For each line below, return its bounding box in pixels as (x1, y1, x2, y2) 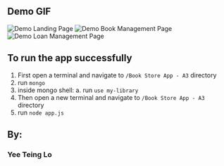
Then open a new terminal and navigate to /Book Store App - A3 (17, 93, 206, 101)
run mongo (17, 78, 46, 87)
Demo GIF (7, 6, 51, 18)
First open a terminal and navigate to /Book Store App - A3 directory (17, 70, 217, 79)
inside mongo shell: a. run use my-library (17, 86, 139, 94)
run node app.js (17, 108, 65, 117)
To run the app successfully (7, 52, 132, 64)
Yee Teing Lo (7, 149, 53, 159)
